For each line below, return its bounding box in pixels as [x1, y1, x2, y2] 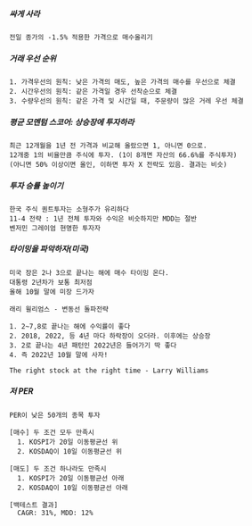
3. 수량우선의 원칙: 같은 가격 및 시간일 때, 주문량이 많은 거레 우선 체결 [9, 96, 244, 105]
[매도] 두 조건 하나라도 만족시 [9, 464, 107, 473]
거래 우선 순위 [9, 53, 56, 63]
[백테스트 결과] [9, 500, 59, 509]
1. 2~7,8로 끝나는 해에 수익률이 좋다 [9, 321, 131, 330]
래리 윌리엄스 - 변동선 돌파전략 [9, 305, 110, 313]
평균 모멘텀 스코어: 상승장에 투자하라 [9, 116, 135, 127]
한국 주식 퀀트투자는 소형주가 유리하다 [9, 205, 129, 213]
